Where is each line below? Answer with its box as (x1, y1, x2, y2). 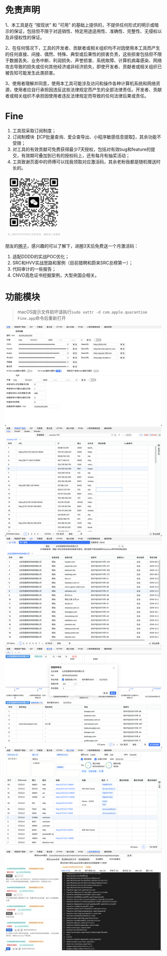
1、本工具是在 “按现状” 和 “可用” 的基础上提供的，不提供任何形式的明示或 (5, 22, 155, 28)
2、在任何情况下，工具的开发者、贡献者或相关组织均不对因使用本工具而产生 (5, 45, 161, 51)
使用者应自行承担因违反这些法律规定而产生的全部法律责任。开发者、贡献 (13, 87, 162, 93)
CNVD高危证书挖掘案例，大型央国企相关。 (12, 272, 99, 278)
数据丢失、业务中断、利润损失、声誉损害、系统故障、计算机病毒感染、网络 (9, 57, 162, 63)
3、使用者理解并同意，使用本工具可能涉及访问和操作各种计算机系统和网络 (5, 80, 156, 86)
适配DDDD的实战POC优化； (12, 253, 70, 259)
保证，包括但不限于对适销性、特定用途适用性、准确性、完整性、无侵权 (13, 28, 158, 34)
